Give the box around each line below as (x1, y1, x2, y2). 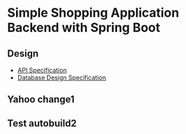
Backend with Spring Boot (7, 20, 161, 36)
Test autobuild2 (7, 117, 77, 129)
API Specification (17, 66, 68, 74)
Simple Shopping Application (7, 5, 180, 21)
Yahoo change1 (7, 94, 75, 105)
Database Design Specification (17, 73, 107, 82)
